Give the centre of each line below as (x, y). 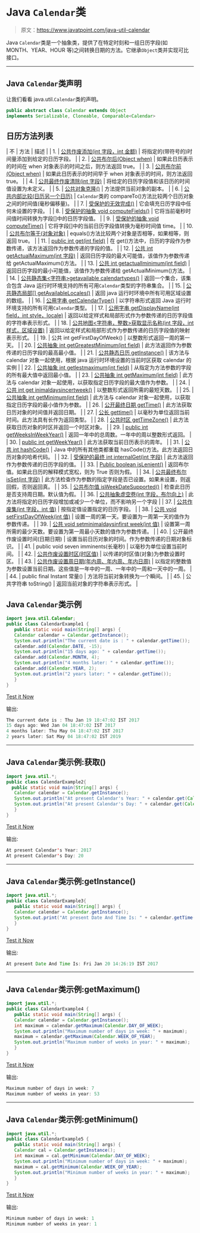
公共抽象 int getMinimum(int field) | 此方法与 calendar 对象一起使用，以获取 (98, 398)
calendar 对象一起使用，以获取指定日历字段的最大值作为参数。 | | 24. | (104, 383)
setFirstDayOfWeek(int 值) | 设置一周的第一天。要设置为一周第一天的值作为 (98, 517)
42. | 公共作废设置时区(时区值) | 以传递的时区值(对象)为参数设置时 (105, 554)
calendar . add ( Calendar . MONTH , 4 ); (57, 657)
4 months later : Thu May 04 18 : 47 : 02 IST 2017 (65, 731)
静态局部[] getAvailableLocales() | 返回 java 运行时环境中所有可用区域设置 (101, 293)
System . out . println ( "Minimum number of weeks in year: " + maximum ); (102, 1172)
